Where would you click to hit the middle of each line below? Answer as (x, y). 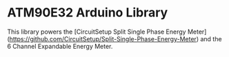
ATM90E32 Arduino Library (88, 13)
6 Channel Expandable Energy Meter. (60, 46)
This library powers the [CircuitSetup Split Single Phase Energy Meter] (107, 32)
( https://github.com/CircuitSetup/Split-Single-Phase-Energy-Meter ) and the (114, 38)
